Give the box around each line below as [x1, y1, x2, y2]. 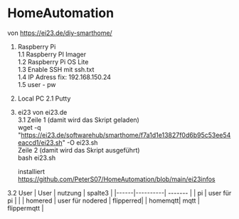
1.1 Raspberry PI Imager [17, 50, 87, 58]
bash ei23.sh [17, 153, 56, 162]
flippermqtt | [7, 203, 44, 212]
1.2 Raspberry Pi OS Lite [17, 57, 89, 66]
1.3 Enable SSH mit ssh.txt [17, 65, 95, 73]
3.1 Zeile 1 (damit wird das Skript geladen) [17, 116, 140, 124]
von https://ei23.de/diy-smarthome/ [7, 29, 112, 37]
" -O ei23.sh [62, 138, 98, 147]
